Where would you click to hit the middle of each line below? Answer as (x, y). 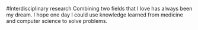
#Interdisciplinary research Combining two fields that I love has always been (99, 9)
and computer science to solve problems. (57, 21)
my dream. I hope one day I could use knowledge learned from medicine (95, 15)
